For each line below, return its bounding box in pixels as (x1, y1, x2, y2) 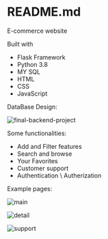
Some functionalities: (7, 129, 67, 137)
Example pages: (7, 184, 53, 193)
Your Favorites (16, 156, 58, 165)
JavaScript (16, 89, 48, 98)
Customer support (16, 164, 69, 172)
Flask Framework (16, 53, 66, 61)
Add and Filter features (16, 142, 82, 150)
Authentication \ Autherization (16, 171, 102, 180)
